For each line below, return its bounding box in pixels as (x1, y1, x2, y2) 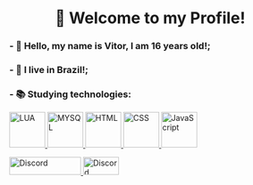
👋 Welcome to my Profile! (55, 8, 246, 28)
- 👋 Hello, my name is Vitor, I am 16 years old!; (9, 40, 211, 52)
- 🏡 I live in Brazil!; (9, 64, 89, 76)
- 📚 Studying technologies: (9, 88, 131, 101)
